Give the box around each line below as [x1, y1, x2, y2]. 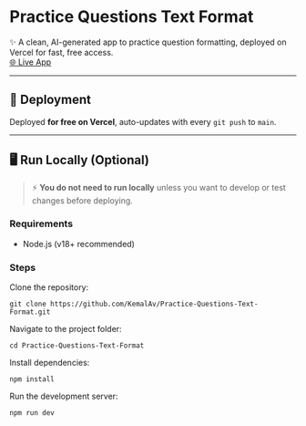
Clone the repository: [9, 282, 89, 293]
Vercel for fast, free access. [9, 47, 114, 57]
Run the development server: [9, 390, 118, 402]
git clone [9, 299, 47, 309]
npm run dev [9, 409, 55, 418]
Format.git [9, 307, 51, 317]
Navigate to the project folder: [9, 324, 122, 335]
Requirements [9, 217, 74, 230]
